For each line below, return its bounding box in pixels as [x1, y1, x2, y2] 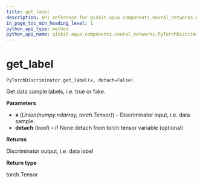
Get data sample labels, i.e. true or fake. [6, 88, 106, 95]
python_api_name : [6, 31, 50, 37]
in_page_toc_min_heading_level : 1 [6, 20, 94, 26]
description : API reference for [6, 14, 88, 21]
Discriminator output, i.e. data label [6, 147, 94, 155]
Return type [6, 159, 37, 167]
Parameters [6, 100, 36, 107]
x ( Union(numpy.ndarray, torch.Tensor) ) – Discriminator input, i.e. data [14, 111, 190, 118]
